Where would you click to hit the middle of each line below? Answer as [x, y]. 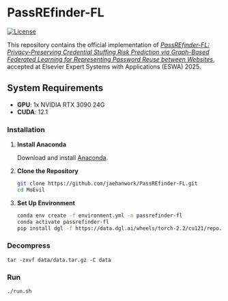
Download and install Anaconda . [62, 158]
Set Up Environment [46, 202]
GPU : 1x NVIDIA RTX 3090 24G [61, 105]
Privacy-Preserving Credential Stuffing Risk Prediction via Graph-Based [108, 52]
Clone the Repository [47, 171]
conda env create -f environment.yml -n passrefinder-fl [100, 215]
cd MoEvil [31, 189]
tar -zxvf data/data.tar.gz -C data [59, 260]
